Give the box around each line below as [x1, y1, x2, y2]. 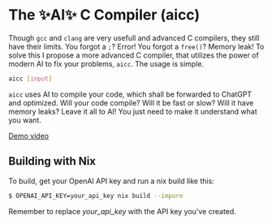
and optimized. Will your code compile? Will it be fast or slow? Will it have [8, 97, 254, 107]
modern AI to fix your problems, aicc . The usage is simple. [8, 58, 205, 68]
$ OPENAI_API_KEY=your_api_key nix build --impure [8, 192, 183, 200]
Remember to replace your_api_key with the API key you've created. [8, 206, 237, 216]
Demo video [8, 131, 50, 140]
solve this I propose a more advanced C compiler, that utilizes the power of [8, 50, 260, 60]
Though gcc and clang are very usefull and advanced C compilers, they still [8, 32, 260, 42]
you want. [8, 115, 42, 125]
